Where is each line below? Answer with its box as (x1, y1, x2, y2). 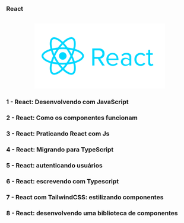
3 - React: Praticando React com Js (6, 130, 110, 138)
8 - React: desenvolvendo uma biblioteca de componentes (6, 209, 178, 217)
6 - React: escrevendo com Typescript (6, 177, 119, 185)
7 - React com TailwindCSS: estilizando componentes (6, 193, 164, 201)
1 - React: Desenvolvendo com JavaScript (6, 98, 129, 106)
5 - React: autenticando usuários (6, 161, 103, 169)
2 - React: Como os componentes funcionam (6, 114, 138, 122)
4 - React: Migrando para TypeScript (6, 145, 114, 153)
